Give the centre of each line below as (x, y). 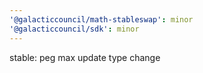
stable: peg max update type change (85, 57)
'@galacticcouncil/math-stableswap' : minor (101, 19)
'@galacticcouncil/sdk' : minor (74, 29)
